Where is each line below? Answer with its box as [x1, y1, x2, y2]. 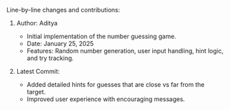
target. [26, 88, 46, 96]
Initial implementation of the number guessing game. [26, 32, 176, 40]
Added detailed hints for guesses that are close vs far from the [26, 81, 205, 88]
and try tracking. [26, 54, 74, 62]
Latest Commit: [16, 68, 60, 75]
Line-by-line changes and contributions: [6, 6, 121, 14]
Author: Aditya [16, 19, 58, 27]
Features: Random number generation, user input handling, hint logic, [26, 47, 224, 55]
